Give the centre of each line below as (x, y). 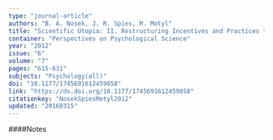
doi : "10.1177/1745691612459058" (65, 83)
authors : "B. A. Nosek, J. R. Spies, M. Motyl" (91, 23)
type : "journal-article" (50, 16)
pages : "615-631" (38, 69)
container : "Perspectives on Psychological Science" (100, 38)
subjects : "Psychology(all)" (58, 76)
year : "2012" (30, 46)
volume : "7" (28, 62)
